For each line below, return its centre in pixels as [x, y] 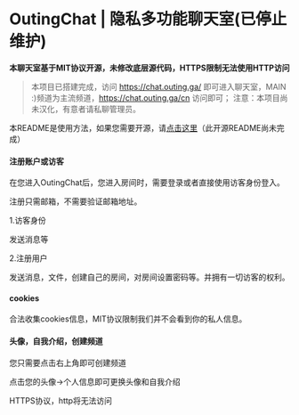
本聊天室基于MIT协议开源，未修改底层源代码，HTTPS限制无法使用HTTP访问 [149, 68]
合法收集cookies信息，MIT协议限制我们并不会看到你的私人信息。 [128, 319]
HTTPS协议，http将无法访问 [61, 400]
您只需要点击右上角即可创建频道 [68, 362]
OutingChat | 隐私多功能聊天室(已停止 [148, 19]
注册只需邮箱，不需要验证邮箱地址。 [76, 201]
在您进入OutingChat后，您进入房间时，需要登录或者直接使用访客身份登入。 [147, 183]
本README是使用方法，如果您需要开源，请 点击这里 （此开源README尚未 [143, 127]
